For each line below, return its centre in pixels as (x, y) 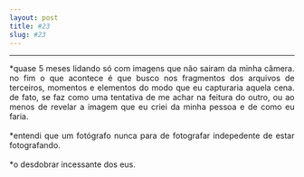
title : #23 (30, 26)
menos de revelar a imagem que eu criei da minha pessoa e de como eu (152, 107)
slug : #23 (28, 34)
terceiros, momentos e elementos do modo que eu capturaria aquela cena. (152, 88)
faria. (19, 116)
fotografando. (35, 145)
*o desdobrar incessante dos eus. (72, 164)
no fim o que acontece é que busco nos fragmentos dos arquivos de (152, 79)
